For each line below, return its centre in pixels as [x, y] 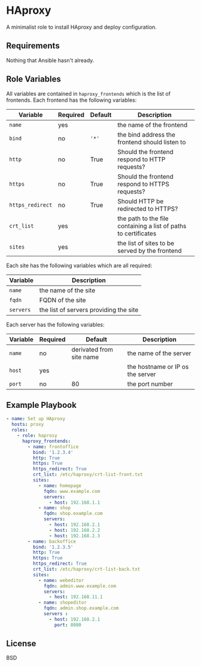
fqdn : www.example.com [72, 491]
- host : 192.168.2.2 [74, 530]
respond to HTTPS [143, 184]
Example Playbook [41, 405]
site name [85, 357]
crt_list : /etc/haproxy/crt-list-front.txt [88, 475]
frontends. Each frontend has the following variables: [71, 100]
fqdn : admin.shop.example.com [81, 609]
